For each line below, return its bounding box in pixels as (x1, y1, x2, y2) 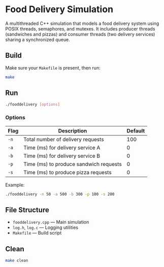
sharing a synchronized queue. (5, 37, 70, 43)
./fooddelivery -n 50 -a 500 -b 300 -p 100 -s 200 (5, 191, 115, 196)
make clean (5, 258, 28, 263)
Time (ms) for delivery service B (23, 152, 101, 159)
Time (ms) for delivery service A (23, 144, 101, 151)
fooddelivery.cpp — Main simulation (12, 219, 89, 225)
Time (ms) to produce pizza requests (23, 169, 112, 176)
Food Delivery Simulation (5, 4, 113, 15)
